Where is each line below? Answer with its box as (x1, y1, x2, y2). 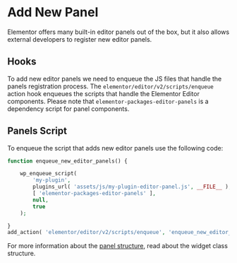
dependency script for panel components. (7, 104, 130, 113)
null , (32, 196, 49, 204)
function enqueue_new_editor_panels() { (7, 157, 128, 165)
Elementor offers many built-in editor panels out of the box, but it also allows (7, 28, 230, 36)
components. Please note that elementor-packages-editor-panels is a (7, 97, 209, 105)
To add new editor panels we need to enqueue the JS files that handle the (7, 74, 222, 83)
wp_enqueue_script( (20, 170, 78, 177)
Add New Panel (7, 4, 99, 21)
